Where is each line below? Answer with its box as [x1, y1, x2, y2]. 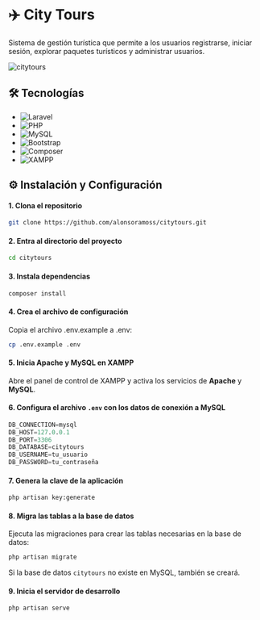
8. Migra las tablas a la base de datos [8, 511, 134, 521]
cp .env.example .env [8, 340, 81, 349]
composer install [8, 289, 67, 298]
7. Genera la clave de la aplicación [8, 475, 123, 485]
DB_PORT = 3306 [8, 436, 52, 444]
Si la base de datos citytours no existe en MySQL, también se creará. [8, 568, 241, 577]
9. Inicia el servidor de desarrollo [8, 586, 121, 596]
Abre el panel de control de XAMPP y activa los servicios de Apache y [8, 375, 242, 385]
